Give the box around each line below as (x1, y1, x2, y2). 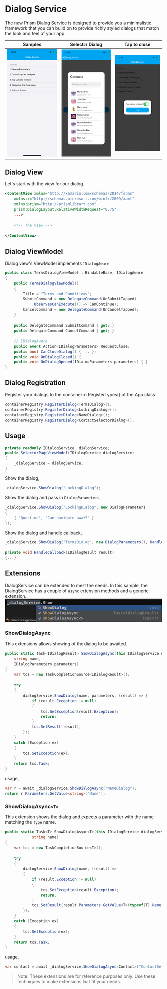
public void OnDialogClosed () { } (14, 355, 85, 360)
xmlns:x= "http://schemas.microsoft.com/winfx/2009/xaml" (14, 196, 135, 202)
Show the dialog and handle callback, (5, 530, 82, 536)
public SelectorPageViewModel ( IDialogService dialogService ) (5, 450, 135, 455)
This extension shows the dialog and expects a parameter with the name (5, 814, 154, 820)
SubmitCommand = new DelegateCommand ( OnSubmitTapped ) (23, 297, 137, 302)
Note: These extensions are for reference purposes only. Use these (17, 973, 156, 979)
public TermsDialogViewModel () (14, 281, 79, 286)
